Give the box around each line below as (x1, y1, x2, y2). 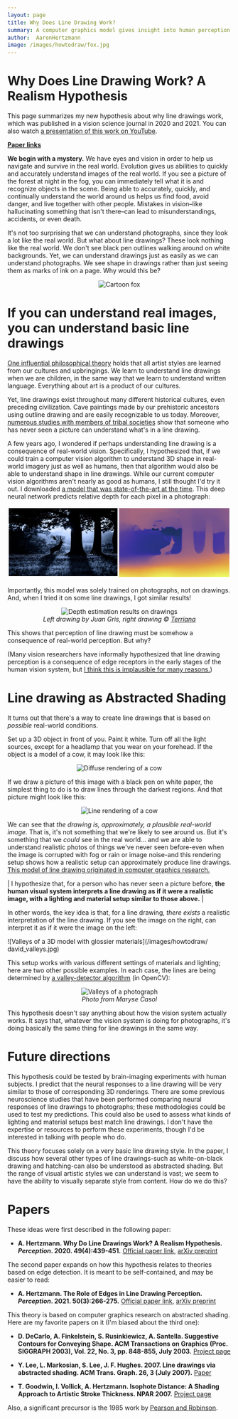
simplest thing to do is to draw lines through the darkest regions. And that (7, 785, 222, 794)
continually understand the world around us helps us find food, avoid (7, 192, 210, 201)
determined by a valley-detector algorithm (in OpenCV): (7, 974, 171, 982)
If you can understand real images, (7, 305, 217, 321)
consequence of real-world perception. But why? (7, 637, 151, 645)
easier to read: (7, 1275, 50, 1284)
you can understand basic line (7, 320, 190, 336)
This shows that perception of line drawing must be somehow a (7, 629, 193, 637)
